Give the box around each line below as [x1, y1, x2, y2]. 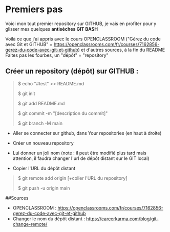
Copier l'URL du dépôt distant [12, 165, 76, 171]
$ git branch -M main [17, 120, 63, 126]
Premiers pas [5, 4, 63, 15]
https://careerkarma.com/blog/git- [86, 216, 159, 222]
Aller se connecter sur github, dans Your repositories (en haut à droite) [12, 130, 162, 136]
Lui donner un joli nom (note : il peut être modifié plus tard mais [12, 150, 147, 156]
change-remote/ [12, 221, 48, 227]
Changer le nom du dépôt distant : [12, 216, 86, 222]
